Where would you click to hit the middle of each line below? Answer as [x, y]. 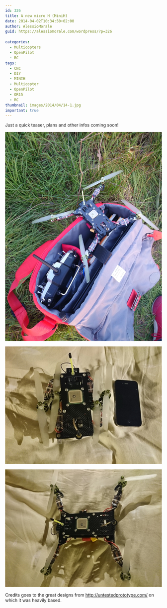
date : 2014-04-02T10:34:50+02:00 [40, 21]
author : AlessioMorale [29, 26]
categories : [17, 42]
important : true [22, 110]
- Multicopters [25, 47]
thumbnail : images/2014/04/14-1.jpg [43, 105]
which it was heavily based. [34, 601]
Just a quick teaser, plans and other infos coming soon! [62, 125]
